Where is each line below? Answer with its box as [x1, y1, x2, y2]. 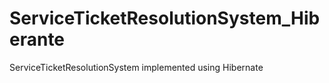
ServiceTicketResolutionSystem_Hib [9, 7, 321, 30]
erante [9, 28, 66, 51]
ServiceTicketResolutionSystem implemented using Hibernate [9, 61, 264, 73]
